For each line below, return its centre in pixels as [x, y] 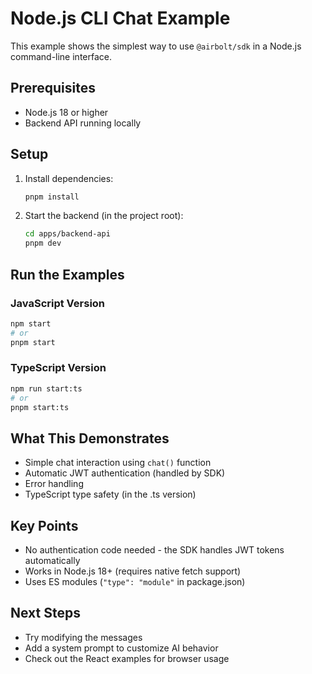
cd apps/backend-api [67, 234]
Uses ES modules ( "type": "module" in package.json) [135, 582]
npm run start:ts [46, 388]
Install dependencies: [69, 178]
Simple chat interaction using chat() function [118, 463]
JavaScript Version [58, 303]
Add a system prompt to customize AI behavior [121, 648]
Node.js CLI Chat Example [120, 18]
